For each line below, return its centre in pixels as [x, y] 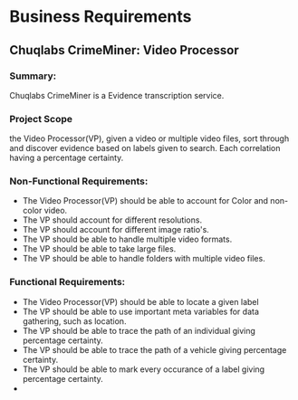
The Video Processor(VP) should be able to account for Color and [145, 201]
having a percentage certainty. [67, 158]
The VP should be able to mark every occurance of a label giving [144, 369]
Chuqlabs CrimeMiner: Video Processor [125, 50]
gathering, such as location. [74, 321]
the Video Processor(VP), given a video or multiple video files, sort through [149, 138]
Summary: [33, 76]
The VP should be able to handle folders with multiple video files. [144, 259]
